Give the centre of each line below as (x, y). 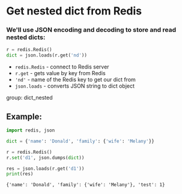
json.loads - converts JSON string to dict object (75, 86)
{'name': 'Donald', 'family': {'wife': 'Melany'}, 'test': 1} (86, 185)
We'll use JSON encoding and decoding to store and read (91, 30)
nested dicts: (26, 37)
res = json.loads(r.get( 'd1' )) (45, 168)
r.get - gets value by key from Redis (60, 73)
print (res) (20, 174)
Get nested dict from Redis (74, 11)
